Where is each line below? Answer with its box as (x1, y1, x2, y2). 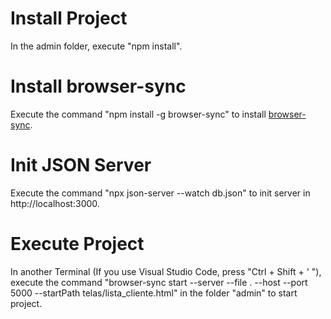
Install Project (10, 7, 128, 30)
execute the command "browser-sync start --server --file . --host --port (10, 276, 308, 288)
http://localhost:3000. (10, 197, 100, 209)
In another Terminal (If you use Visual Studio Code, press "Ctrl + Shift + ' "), (10, 265, 322, 277)
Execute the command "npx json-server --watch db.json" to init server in (10, 187, 311, 199)
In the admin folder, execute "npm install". (10, 40, 183, 52)
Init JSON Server (10, 154, 152, 177)
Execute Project (10, 233, 145, 255)
